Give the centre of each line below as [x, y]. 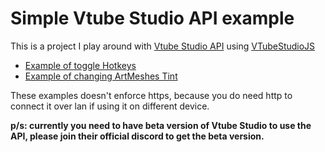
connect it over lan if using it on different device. [110, 106]
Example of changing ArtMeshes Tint [101, 76]
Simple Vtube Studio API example [152, 18]
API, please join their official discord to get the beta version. [137, 136]
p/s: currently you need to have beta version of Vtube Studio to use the [161, 125]
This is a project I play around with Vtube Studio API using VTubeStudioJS [163, 46]
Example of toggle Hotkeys [80, 65]
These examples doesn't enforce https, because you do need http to [151, 95]
